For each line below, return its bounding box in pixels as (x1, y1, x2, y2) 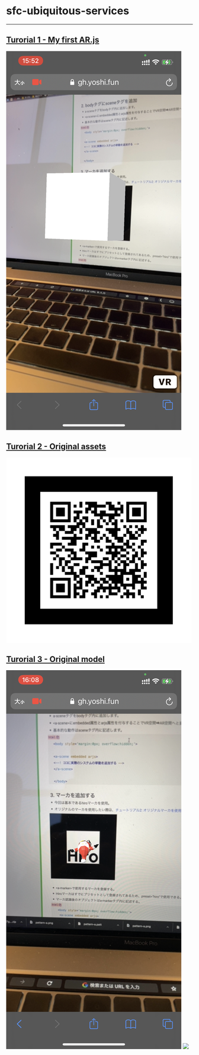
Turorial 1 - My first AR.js (6, 35, 99, 45)
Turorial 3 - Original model (6, 654, 105, 664)
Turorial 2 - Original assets (6, 442, 107, 452)
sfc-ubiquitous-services (6, 4, 129, 18)
